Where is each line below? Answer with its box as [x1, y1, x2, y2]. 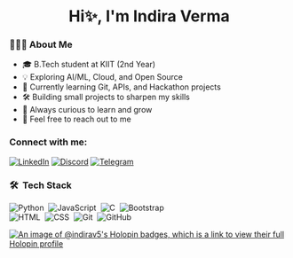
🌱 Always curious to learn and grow [21, 105, 153, 115]
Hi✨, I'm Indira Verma [68, 6, 230, 27]
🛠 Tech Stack [9, 179, 73, 192]
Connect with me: [9, 136, 88, 148]
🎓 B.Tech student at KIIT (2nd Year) [21, 59, 156, 70]
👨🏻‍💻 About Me [9, 38, 73, 51]
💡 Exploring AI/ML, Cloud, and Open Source [21, 72, 184, 82]
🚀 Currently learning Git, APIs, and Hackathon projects [21, 82, 222, 92]
